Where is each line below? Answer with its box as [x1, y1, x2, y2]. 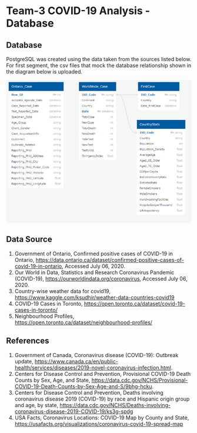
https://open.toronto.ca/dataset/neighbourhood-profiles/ [14, 319, 153, 326]
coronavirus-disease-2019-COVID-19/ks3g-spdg [14, 408, 133, 415]
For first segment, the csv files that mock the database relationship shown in [6, 62, 192, 69]
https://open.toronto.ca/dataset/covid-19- [84, 300, 185, 307]
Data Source [6, 234, 52, 245]
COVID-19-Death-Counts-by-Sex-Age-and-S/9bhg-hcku [14, 382, 153, 389]
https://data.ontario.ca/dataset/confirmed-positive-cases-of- [35, 256, 184, 263]
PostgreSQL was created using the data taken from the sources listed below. [6, 56, 192, 62]
